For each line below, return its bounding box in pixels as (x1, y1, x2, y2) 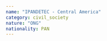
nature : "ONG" (5, 20, 42, 26)
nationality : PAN (5, 25, 50, 32)
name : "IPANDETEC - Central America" (5, 8, 102, 15)
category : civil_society (5, 14, 69, 20)
